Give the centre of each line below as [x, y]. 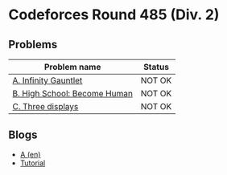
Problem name [72, 67]
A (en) [30, 154]
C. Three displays [45, 106]
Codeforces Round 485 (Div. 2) [114, 15]
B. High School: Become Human [72, 94]
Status [156, 67]
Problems [33, 45]
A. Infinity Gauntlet [47, 80]
